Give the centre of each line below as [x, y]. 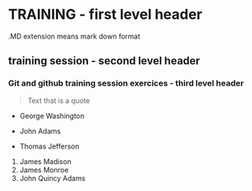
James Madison [45, 161]
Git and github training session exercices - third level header [126, 83]
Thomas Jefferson [50, 146]
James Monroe [44, 170]
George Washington [52, 116]
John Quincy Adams [52, 178]
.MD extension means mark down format [74, 36]
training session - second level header [104, 61]
